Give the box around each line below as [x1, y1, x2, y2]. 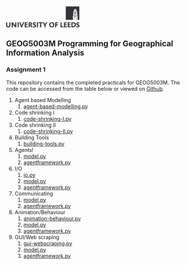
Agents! [14, 146, 34, 153]
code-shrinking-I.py [23, 115, 72, 122]
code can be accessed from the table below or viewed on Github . [6, 85, 164, 92]
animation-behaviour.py [23, 215, 81, 222]
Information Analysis [6, 48, 84, 58]
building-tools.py [23, 140, 65, 147]
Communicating [14, 190, 53, 197]
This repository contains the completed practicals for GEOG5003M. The [6, 79, 180, 86]
